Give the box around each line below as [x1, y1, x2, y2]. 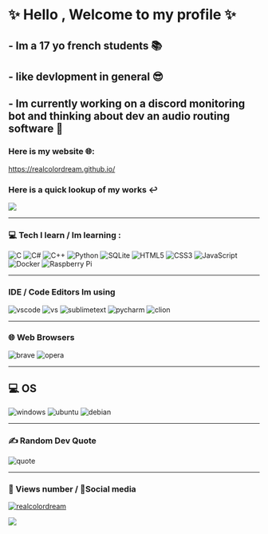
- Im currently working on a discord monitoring [8, 97, 246, 111]
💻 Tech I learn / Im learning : [8, 229, 121, 240]
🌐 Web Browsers [8, 332, 75, 343]
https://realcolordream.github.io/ [8, 164, 116, 173]
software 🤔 [8, 122, 64, 136]
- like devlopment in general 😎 [8, 69, 164, 83]
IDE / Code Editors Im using [8, 287, 116, 298]
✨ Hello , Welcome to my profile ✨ [8, 6, 237, 24]
